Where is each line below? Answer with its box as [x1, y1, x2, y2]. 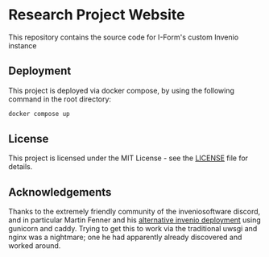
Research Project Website [8, 6, 185, 24]
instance [8, 40, 37, 50]
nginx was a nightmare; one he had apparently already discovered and [8, 232, 242, 242]
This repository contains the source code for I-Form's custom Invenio [8, 32, 239, 42]
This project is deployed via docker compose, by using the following [8, 85, 235, 95]
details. [8, 162, 33, 172]
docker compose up [8, 110, 70, 118]
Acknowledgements [8, 185, 112, 199]
